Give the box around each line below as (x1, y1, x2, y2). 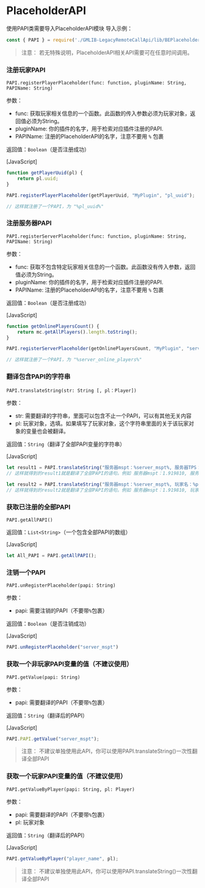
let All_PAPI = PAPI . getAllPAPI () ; (6, 552, 97, 559)
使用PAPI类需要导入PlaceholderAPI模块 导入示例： (6, 24, 133, 32)
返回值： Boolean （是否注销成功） (6, 620, 90, 628)
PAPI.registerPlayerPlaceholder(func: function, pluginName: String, (6, 80, 187, 86)
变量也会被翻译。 (26, 427, 69, 435)
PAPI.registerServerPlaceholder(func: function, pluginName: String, (6, 233, 187, 239)
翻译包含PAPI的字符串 (6, 372, 71, 381)
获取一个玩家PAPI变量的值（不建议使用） (6, 772, 127, 781)
